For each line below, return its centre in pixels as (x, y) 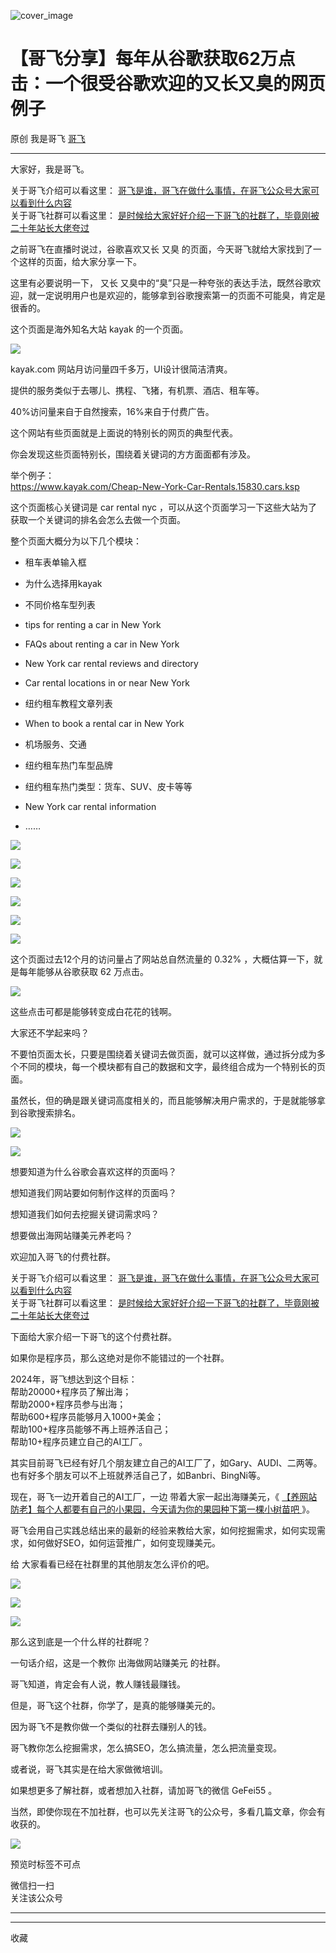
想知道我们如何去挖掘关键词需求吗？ (85, 1214)
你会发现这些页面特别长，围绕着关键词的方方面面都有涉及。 (133, 454)
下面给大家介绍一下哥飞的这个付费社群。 (93, 1336)
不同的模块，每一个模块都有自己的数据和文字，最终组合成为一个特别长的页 (172, 1066)
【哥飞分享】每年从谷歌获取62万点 (153, 59)
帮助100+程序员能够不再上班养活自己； (91, 1429)
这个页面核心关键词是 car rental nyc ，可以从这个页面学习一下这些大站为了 (164, 507)
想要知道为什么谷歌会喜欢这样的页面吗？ (93, 1171)
